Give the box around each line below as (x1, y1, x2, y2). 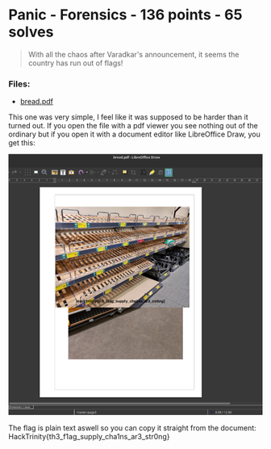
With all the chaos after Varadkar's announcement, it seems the (27, 49, 240, 59)
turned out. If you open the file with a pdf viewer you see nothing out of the (8, 121, 258, 131)
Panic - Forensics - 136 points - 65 (8, 6, 243, 24)
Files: (8, 78, 31, 90)
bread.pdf (19, 97, 54, 107)
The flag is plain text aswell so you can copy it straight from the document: (8, 422, 256, 433)
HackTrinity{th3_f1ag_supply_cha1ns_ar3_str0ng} (8, 431, 170, 441)
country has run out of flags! (27, 58, 123, 68)
